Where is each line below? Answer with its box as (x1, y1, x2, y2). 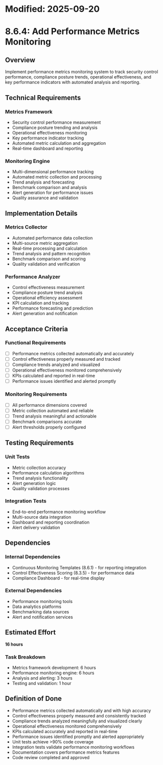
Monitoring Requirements (5, 391, 68, 398)
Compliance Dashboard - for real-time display (12, 575, 105, 581)
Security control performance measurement (12, 119, 101, 125)
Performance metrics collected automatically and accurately (12, 350, 134, 356)
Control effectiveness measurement (12, 285, 85, 290)
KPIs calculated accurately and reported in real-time (12, 728, 117, 734)
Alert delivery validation (12, 524, 60, 530)
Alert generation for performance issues (12, 190, 93, 196)
